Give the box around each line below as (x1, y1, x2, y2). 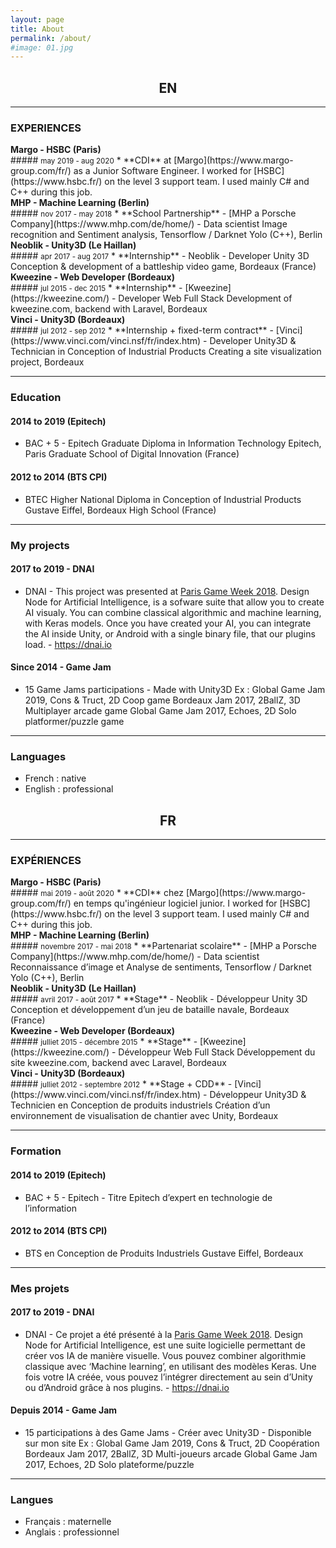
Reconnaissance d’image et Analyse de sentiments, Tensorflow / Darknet (10, 961, 312, 973)
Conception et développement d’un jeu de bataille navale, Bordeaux (10, 1004, 290, 1016)
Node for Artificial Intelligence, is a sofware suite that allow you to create (24, 596, 325, 608)
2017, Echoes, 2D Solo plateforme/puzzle (24, 1459, 195, 1471)
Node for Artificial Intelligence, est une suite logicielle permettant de (24, 1339, 306, 1351)
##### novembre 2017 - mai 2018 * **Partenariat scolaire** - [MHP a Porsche (10, 940, 317, 952)
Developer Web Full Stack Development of (118, 292, 293, 305)
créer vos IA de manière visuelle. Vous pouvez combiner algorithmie (24, 1349, 307, 1361)
